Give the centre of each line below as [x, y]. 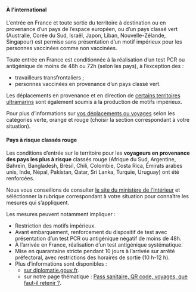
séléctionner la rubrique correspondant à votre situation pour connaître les [98, 196]
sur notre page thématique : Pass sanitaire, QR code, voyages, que [105, 276]
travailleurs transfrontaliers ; [49, 78]
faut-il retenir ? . [43, 283]
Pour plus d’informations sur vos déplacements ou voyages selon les [91, 113]
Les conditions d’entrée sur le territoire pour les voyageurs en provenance [98, 153]
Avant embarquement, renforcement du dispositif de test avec [91, 232]
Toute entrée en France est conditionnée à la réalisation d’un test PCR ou [96, 60]
